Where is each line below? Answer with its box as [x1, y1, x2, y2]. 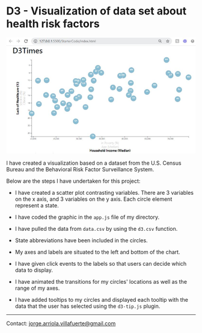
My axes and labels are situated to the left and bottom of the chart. [14, 248, 180, 256]
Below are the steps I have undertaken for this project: [6, 177, 141, 185]
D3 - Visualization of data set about [6, 4, 187, 18]
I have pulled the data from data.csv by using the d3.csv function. [14, 225, 178, 233]
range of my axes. [14, 284, 60, 292]
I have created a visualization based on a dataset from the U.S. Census [6, 159, 182, 166]
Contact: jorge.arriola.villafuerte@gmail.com [6, 320, 116, 327]
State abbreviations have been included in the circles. [14, 237, 148, 244]
